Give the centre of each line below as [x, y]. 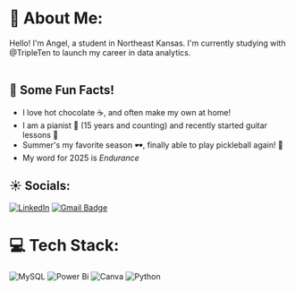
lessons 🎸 [40, 134]
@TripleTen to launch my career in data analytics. [100, 52]
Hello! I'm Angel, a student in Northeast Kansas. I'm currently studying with [147, 43]
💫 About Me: [56, 18]
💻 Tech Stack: [64, 245]
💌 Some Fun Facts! [62, 90]
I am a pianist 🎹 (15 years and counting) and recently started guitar [145, 125]
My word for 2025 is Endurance [81, 158]
